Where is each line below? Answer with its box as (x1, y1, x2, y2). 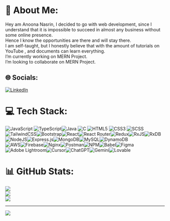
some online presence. (5, 32, 53, 38)
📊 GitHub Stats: (5, 165, 74, 177)
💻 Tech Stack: (5, 105, 68, 117)
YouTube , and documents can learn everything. (5, 48, 105, 54)
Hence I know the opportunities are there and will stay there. (5, 37, 132, 43)
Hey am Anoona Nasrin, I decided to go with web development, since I (5, 21, 152, 27)
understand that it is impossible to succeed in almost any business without (5, 26, 161, 32)
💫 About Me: (5, 5, 59, 16)
